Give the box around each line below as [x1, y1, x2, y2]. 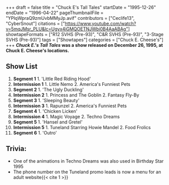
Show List [6, 62, 38, 71]
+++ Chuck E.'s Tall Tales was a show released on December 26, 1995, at [6, 42, 163, 48]
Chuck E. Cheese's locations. [6, 48, 69, 53]
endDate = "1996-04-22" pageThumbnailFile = [6, 10, 104, 16]
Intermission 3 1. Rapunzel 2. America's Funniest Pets [13, 103, 127, 109]
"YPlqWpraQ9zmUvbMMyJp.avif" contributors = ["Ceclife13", [6, 15, 135, 21]
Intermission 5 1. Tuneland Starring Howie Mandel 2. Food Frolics [13, 124, 151, 130]
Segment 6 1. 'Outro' [13, 130, 58, 136]
